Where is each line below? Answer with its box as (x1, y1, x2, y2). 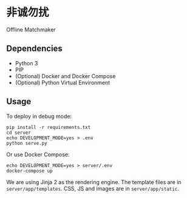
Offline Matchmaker (6, 25, 56, 33)
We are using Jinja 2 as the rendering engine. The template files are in (6, 178, 182, 185)
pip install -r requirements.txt (6, 124, 91, 130)
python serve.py (6, 140, 47, 146)
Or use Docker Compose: (6, 151, 70, 158)
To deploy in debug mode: (6, 113, 72, 120)
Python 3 (15, 59, 38, 67)
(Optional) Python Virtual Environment (15, 79, 110, 86)
